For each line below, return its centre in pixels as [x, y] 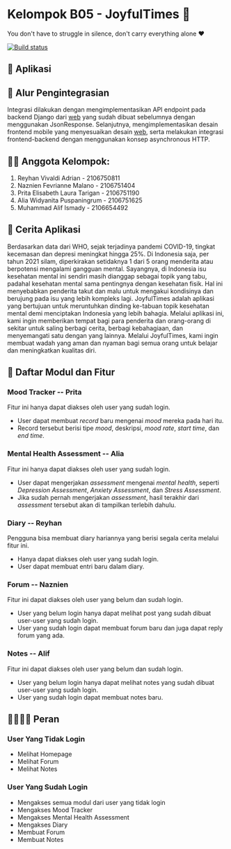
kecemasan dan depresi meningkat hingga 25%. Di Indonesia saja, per [108, 253]
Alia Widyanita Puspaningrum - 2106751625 [80, 200]
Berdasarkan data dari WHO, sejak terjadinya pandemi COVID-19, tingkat [111, 246]
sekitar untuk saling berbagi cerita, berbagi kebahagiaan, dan [95, 328]
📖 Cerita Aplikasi [44, 230]
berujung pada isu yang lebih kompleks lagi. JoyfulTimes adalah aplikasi [111, 298]
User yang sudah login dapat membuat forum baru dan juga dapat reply [120, 628]
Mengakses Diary [42, 825]
